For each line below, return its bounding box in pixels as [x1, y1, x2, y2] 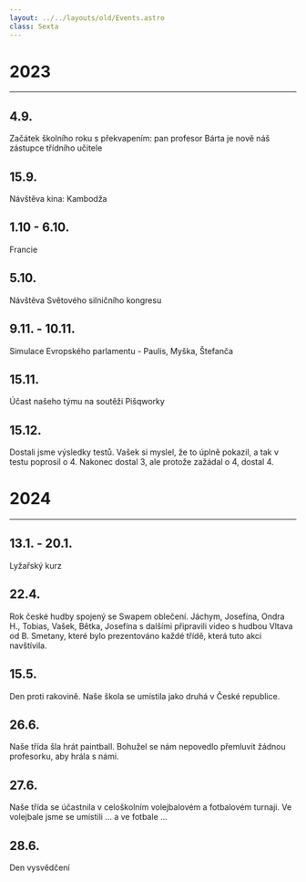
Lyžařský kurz [9, 560, 62, 571]
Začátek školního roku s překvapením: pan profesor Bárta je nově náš [9, 133, 270, 144]
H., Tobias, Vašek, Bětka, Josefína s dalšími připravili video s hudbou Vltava [9, 620, 293, 631]
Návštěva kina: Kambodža [9, 194, 107, 205]
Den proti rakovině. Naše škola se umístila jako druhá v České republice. [9, 690, 280, 701]
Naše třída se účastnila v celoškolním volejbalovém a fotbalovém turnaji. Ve [9, 802, 292, 813]
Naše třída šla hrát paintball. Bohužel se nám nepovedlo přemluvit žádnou [9, 741, 287, 752]
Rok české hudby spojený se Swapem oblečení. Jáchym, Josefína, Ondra [9, 611, 285, 622]
